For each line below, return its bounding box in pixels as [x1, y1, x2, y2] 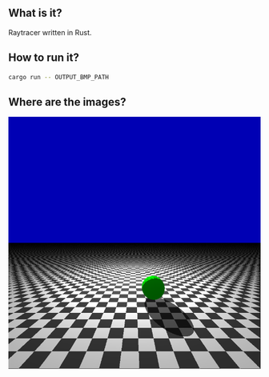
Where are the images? [8, 95, 126, 109]
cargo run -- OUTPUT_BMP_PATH [8, 73, 110, 81]
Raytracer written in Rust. [8, 27, 92, 37]
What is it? [8, 6, 62, 20]
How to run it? [8, 51, 80, 65]
